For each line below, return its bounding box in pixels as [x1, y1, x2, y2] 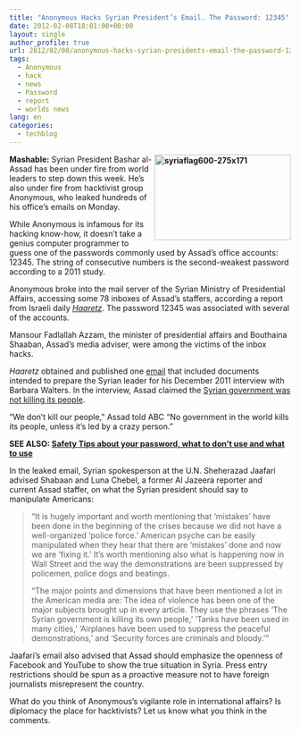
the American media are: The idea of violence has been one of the [30, 594, 275, 605]
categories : [9, 122, 54, 131]
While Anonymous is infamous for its [9, 218, 145, 229]
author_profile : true [9, 38, 90, 47]
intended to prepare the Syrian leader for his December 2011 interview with [9, 375, 285, 385]
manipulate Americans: [9, 493, 95, 504]
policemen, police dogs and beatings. [30, 568, 170, 578]
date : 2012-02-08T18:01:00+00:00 [9, 21, 134, 30]
